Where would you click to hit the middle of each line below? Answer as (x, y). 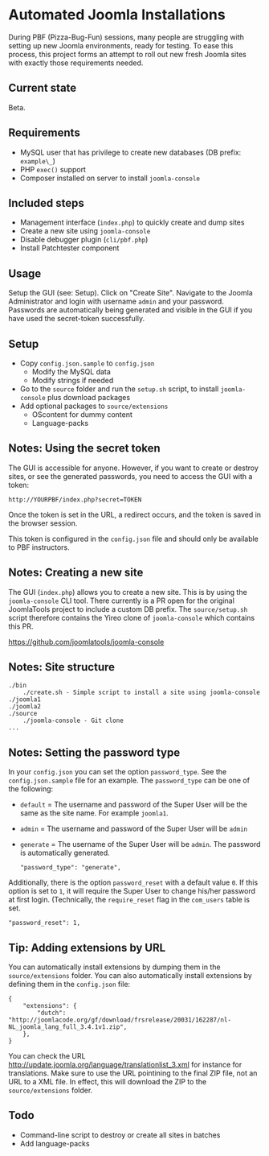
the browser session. (43, 523)
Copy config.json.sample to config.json (87, 363)
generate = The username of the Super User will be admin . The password (140, 844)
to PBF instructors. (39, 547)
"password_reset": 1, (45, 923)
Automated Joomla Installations (117, 15)
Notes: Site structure (61, 667)
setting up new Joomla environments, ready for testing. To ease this (121, 45)
